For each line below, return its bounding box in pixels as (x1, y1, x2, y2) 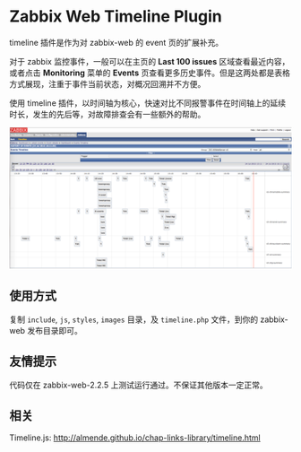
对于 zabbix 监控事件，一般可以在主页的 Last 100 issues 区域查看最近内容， (9, 56, 290, 66)
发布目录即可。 (26, 325, 82, 335)
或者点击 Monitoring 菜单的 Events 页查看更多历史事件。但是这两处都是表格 (9, 67, 291, 78)
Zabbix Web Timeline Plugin (9, 6, 222, 27)
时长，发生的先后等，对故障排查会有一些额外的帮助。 (9, 109, 206, 119)
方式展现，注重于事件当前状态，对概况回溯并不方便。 (9, 78, 206, 89)
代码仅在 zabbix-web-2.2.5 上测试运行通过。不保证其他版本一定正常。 (9, 379, 268, 390)
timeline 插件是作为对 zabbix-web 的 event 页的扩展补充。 (9, 37, 224, 48)
